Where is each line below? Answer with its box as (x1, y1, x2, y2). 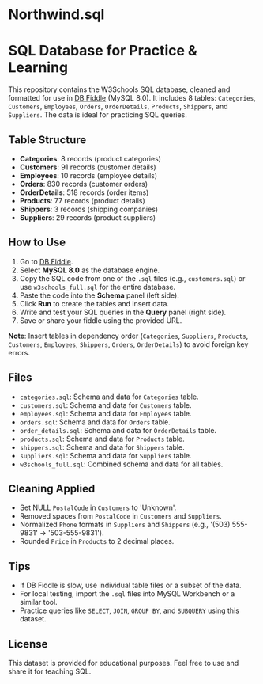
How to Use (8, 236, 66, 249)
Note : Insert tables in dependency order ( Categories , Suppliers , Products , (8, 331, 249, 340)
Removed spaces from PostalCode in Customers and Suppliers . (19, 511, 223, 521)
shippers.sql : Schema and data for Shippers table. (19, 442, 185, 452)
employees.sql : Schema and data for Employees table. (19, 408, 192, 418)
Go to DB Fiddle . (19, 256, 73, 266)
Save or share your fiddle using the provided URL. (19, 315, 182, 325)
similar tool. (19, 598, 58, 607)
